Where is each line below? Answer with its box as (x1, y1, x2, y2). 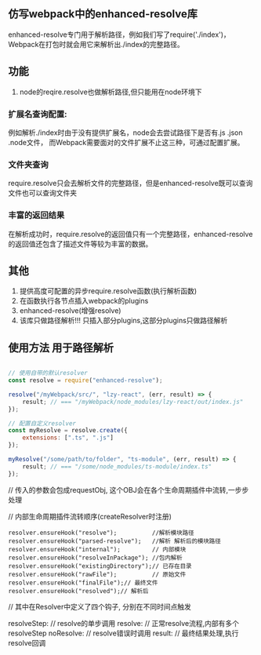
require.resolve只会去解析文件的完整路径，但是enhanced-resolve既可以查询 (8, 179, 253, 188)
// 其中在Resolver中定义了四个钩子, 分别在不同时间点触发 (8, 602, 192, 611)
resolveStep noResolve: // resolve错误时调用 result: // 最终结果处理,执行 (8, 628, 239, 638)
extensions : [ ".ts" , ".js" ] (22, 434, 114, 442)
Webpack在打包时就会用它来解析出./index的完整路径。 (8, 39, 184, 49)
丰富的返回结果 (8, 210, 65, 221)
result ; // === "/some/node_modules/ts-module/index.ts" (22, 462, 212, 471)
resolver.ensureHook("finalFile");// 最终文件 (8, 579, 158, 587)
